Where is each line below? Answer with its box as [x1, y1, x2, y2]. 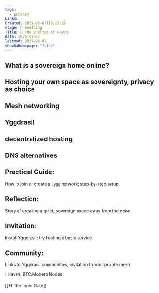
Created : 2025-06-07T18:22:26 [5, 20, 66, 26]
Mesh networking [5, 102, 60, 110]
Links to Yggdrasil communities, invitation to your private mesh [5, 262, 130, 268]
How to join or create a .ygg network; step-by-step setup [5, 181, 119, 187]
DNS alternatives [5, 151, 57, 159]
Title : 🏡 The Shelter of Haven [5, 30, 68, 34]
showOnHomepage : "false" [5, 43, 55, 48]
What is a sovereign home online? [5, 61, 110, 69]
